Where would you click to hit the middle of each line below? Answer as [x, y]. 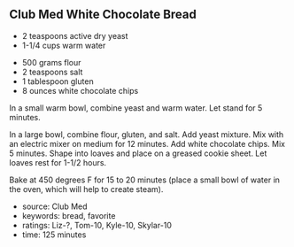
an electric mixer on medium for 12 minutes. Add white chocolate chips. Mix [147, 143]
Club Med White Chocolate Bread [103, 15]
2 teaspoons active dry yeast [75, 35]
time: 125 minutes [54, 235]
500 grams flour [51, 62]
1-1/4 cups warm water [64, 45]
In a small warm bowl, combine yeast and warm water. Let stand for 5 [136, 108]
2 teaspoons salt [52, 72]
